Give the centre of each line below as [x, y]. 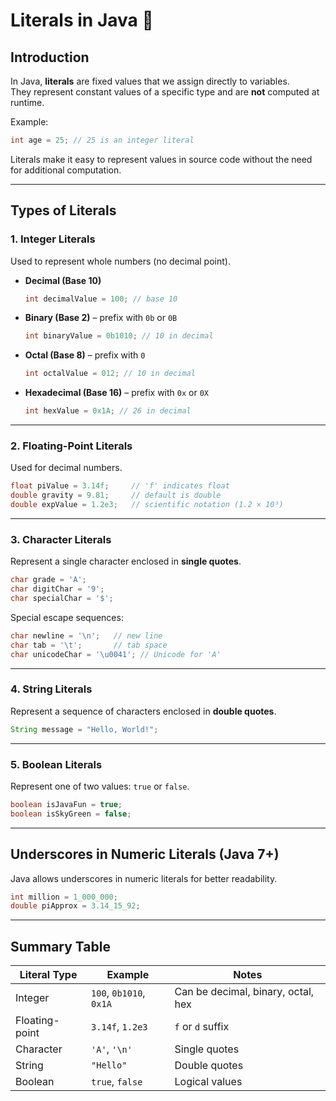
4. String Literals [51, 689]
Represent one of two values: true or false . [100, 786]
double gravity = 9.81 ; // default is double [116, 495]
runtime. [27, 102]
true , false [117, 1082]
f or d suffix [202, 1027]
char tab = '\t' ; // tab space [89, 645]
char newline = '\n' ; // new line [86, 635]
